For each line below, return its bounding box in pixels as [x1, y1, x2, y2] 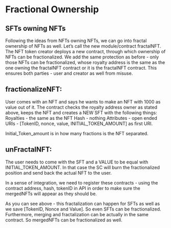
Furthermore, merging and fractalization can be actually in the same [5, 211, 148, 217]
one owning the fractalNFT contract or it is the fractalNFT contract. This [5, 65, 157, 71]
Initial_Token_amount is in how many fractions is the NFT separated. [5, 130, 148, 136]
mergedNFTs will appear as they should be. [5, 191, 97, 197]
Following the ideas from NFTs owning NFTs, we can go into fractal [5, 37, 147, 44]
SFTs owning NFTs [5, 24, 66, 33]
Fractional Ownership [5, 4, 99, 15]
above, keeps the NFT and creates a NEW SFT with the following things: [5, 109, 157, 116]
